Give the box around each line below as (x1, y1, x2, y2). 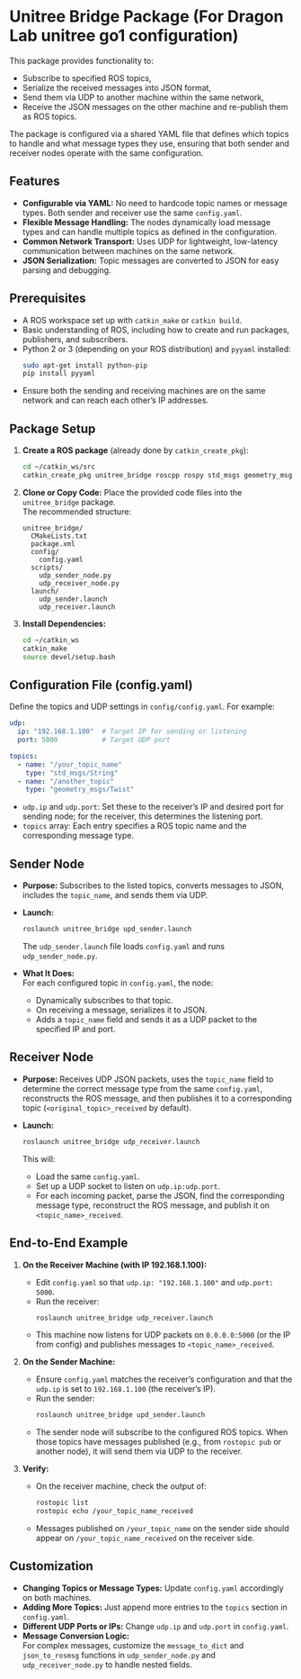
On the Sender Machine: (22, 1357, 116, 1367)
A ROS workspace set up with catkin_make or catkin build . (22, 314, 243, 325)
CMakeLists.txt (31, 531, 88, 540)
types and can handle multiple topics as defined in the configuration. (22, 226, 278, 237)
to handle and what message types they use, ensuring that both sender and (9, 138, 290, 149)
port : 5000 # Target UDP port (17, 736, 171, 745)
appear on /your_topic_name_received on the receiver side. (35, 1533, 255, 1543)
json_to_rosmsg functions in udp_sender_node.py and (22, 1649, 216, 1660)
